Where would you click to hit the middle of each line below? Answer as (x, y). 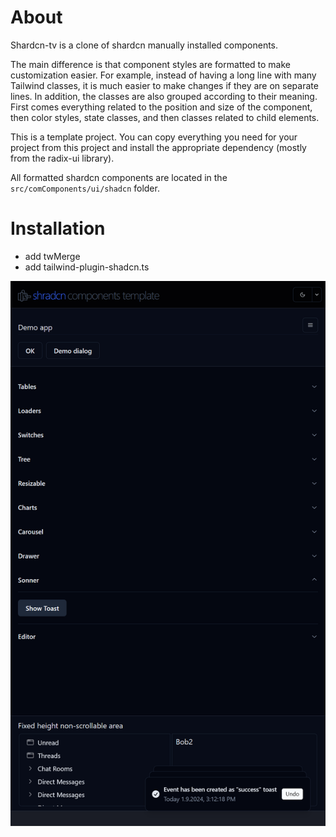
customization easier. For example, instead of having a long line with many (163, 75)
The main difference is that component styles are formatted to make (151, 64)
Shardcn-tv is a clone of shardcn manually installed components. (144, 45)
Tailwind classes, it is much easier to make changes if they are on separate (164, 85)
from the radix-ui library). (62, 158)
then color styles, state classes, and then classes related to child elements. (165, 117)
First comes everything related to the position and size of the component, (161, 107)
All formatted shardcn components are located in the (119, 177)
